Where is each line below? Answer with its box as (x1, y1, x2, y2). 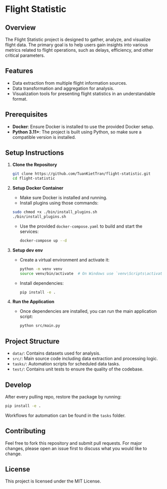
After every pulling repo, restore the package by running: (5, 393, 122, 399)
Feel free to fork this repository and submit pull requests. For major (5, 440, 143, 446)
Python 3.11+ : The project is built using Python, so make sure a (12, 128, 142, 135)
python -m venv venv (19, 266, 63, 271)
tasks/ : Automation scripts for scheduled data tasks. (12, 361, 120, 367)
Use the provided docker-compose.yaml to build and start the (19, 223, 143, 229)
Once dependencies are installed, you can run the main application (19, 308, 157, 314)
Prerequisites (5, 111, 48, 119)
